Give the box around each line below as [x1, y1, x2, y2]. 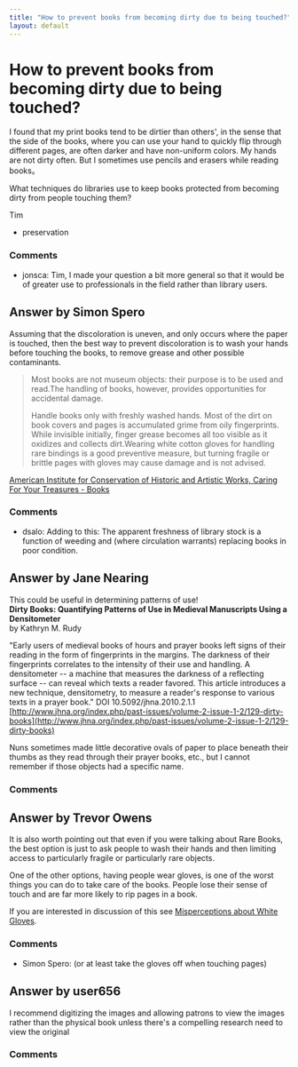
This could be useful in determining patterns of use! [9, 594, 199, 605]
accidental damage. [30, 393, 104, 403]
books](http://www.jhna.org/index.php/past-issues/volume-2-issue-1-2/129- [9, 715, 289, 726]
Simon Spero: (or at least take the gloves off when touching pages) [21, 958, 268, 968]
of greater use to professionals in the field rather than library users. [21, 279, 268, 290]
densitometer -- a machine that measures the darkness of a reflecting [9, 668, 264, 679]
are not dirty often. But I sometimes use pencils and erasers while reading [9, 155, 279, 165]
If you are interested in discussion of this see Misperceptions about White [9, 906, 278, 917]
